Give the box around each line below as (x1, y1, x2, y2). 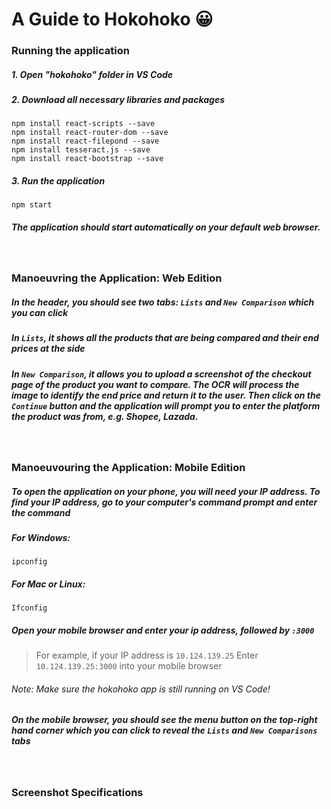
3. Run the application (11, 175, 106, 187)
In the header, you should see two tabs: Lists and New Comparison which (11, 296, 315, 308)
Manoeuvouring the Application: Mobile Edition (11, 460, 246, 474)
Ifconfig (11, 603, 48, 613)
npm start (11, 200, 53, 210)
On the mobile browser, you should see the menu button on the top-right (11, 714, 318, 726)
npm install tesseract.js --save (11, 145, 151, 155)
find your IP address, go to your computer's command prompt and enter (11, 496, 318, 508)
